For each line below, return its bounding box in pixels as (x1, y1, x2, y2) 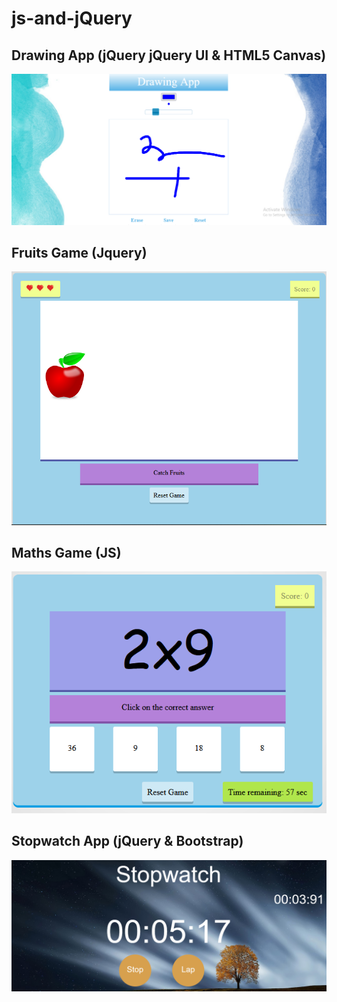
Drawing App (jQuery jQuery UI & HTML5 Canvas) (11, 47, 327, 64)
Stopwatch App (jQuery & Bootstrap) (11, 833, 244, 850)
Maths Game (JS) (11, 544, 122, 561)
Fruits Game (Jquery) (11, 245, 148, 262)
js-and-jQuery (11, 7, 133, 30)
